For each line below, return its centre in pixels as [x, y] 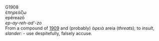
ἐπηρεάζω [16, 12]
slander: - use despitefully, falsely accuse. [49, 33]
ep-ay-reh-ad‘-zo [23, 23]
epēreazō [15, 18]
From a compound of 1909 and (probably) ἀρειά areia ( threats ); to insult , [80, 28]
